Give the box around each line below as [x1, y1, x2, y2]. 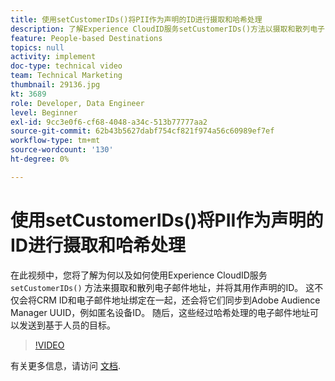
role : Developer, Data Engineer [10, 98, 145, 108]
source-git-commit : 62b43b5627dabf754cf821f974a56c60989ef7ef [10, 126, 275, 136]
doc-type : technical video [10, 61, 123, 71]
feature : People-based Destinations [10, 33, 163, 43]
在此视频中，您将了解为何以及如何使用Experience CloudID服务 [10, 269, 268, 281]
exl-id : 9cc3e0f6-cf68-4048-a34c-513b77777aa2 [10, 117, 208, 127]
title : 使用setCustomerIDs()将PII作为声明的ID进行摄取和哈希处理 [10, 14, 263, 25]
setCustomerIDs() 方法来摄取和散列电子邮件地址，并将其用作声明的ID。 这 [10, 281, 315, 293]
